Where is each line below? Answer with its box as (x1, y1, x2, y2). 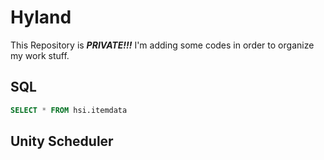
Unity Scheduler (10, 133, 114, 150)
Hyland (10, 6, 72, 29)
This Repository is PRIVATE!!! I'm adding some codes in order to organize (10, 39, 315, 51)
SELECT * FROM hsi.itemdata (10, 105, 128, 115)
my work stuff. (10, 49, 70, 61)
